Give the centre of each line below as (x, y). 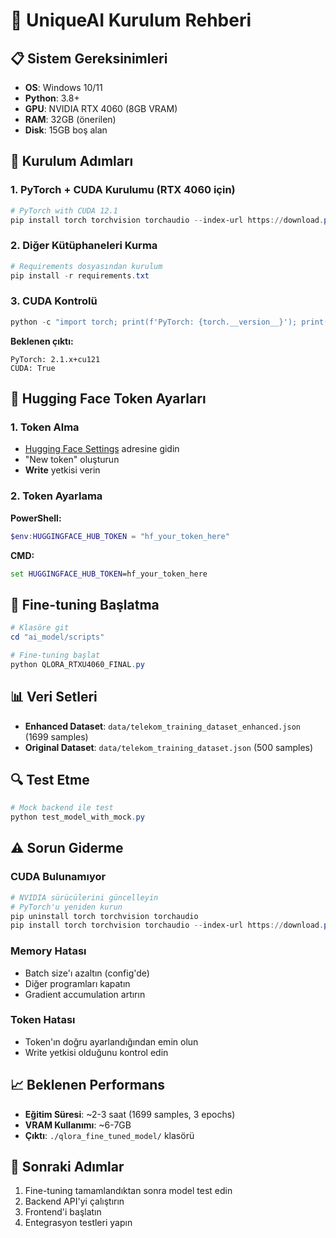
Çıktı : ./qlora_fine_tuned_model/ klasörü (109, 1135)
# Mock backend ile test (62, 808)
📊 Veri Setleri (54, 697)
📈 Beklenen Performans (88, 1085)
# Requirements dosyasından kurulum (86, 266)
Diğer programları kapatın (77, 983)
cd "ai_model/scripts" (57, 637)
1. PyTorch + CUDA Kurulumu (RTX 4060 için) (123, 190)
